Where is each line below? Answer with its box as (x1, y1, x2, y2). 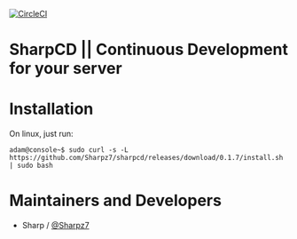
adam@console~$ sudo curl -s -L (9, 146, 129, 155)
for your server (9, 59, 122, 79)
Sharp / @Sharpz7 (21, 220, 90, 231)
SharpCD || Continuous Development (9, 40, 288, 60)
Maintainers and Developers (9, 191, 222, 211)
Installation (9, 99, 94, 119)
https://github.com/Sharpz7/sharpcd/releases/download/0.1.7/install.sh (9, 154, 284, 163)
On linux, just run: (9, 129, 74, 139)
